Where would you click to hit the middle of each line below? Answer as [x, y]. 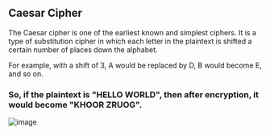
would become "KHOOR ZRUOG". [75, 104]
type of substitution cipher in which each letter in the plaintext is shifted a [130, 41]
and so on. [26, 74]
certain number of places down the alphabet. [83, 49]
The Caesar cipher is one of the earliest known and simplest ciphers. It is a [132, 32]
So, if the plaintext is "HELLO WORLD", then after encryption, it [134, 94]
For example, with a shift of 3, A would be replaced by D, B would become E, [135, 65]
